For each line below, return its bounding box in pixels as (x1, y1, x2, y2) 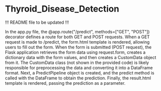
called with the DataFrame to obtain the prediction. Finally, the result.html (5, 75, 151, 81)
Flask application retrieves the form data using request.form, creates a (5, 49, 146, 55)
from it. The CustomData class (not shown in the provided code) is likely (5, 60, 149, 65)
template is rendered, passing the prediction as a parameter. (5, 80, 126, 86)
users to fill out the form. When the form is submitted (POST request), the (5, 44, 152, 50)
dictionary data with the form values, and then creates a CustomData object (5, 54, 157, 60)
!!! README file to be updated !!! (5, 19, 69, 25)
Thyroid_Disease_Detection (5, 3, 120, 15)
